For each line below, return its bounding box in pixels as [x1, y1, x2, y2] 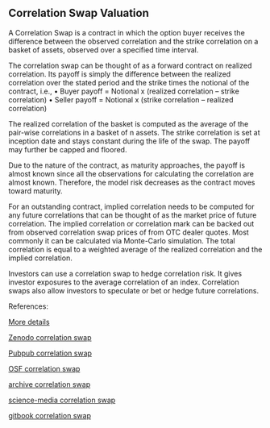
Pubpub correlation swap [8, 348, 93, 358]
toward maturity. [8, 185, 63, 196]
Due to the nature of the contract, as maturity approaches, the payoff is [8, 160, 246, 170]
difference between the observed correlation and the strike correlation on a [8, 36, 259, 46]
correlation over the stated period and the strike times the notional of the [8, 77, 250, 87]
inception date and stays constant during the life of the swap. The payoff [8, 136, 251, 146]
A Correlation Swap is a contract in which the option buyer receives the [8, 27, 246, 37]
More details [8, 317, 50, 326]
